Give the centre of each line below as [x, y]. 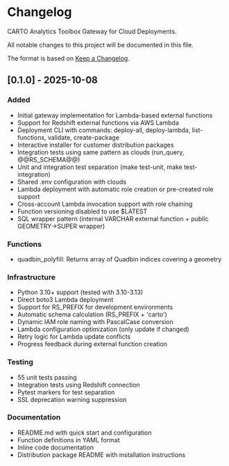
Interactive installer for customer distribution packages [95, 145]
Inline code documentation [56, 447]
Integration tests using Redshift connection [78, 385]
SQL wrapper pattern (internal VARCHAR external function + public [113, 218]
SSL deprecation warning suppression [72, 399]
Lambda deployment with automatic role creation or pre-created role [115, 189]
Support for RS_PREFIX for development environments [95, 307]
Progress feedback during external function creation [92, 344]
